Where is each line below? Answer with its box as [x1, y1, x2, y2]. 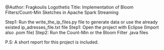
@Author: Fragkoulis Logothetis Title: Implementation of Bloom [5, 4, 134, 10]
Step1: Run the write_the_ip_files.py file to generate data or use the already [5, 19, 158, 25]
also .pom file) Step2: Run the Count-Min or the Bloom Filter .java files [5, 30, 148, 35]
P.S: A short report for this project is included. [5, 39, 99, 45]
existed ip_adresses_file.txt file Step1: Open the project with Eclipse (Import [5, 24, 159, 30]
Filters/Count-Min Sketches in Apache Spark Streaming [5, 9, 119, 15]
